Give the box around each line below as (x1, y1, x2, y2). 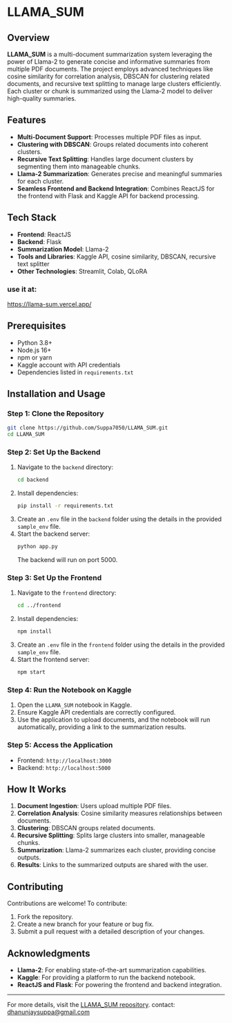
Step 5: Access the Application (7, 740, 113, 750)
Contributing (7, 881, 64, 893)
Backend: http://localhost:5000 (17, 763, 111, 771)
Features (7, 114, 46, 126)
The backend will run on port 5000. (17, 556, 118, 564)
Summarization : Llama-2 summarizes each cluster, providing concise (17, 846, 216, 855)
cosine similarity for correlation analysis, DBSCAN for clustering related (7, 72, 211, 80)
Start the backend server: (17, 530, 90, 538)
